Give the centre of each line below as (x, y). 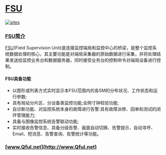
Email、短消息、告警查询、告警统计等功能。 (57, 134)
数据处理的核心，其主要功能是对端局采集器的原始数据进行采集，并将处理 (83, 54)
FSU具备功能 (18, 78)
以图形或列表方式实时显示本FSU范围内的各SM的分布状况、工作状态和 (83, 91)
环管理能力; (24, 115)
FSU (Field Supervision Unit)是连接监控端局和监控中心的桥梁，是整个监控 (79, 48)
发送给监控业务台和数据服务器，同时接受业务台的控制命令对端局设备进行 (83, 60)
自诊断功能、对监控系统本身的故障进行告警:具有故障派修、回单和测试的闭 (86, 109)
